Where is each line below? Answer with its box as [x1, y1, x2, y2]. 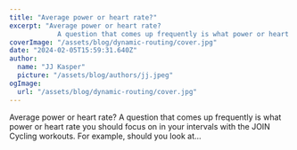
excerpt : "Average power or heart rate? [9, 21, 162, 30]
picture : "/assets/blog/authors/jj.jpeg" [17, 71, 174, 80]
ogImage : [9, 79, 42, 88]
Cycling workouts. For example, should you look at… [9, 130, 202, 141]
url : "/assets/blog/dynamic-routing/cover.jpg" [17, 87, 198, 96]
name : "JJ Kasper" [17, 63, 87, 72]
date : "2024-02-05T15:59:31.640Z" [9, 46, 138, 55]
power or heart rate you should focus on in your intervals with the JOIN [9, 121, 270, 131]
